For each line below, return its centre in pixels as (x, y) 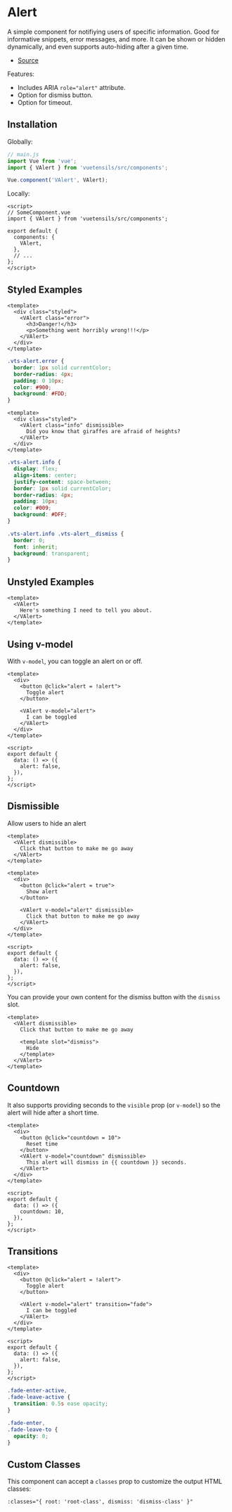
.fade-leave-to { (33, 1429)
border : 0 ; (30, 540)
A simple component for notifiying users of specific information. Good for (114, 32)
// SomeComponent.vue (39, 213)
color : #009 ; (33, 508)
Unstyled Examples (51, 582)
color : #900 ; (33, 387)
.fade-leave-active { (39, 1397)
